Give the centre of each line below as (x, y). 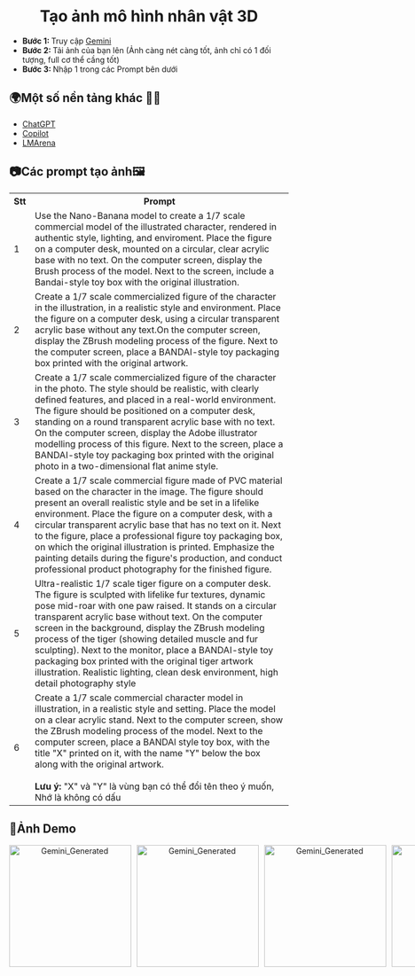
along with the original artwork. (99, 764)
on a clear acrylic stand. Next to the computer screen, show (159, 720)
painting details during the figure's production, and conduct (159, 558)
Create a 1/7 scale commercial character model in (139, 698)
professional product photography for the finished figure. (153, 569)
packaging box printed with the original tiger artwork (144, 660)
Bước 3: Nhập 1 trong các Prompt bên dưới (100, 69)
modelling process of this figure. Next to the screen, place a (159, 443)
